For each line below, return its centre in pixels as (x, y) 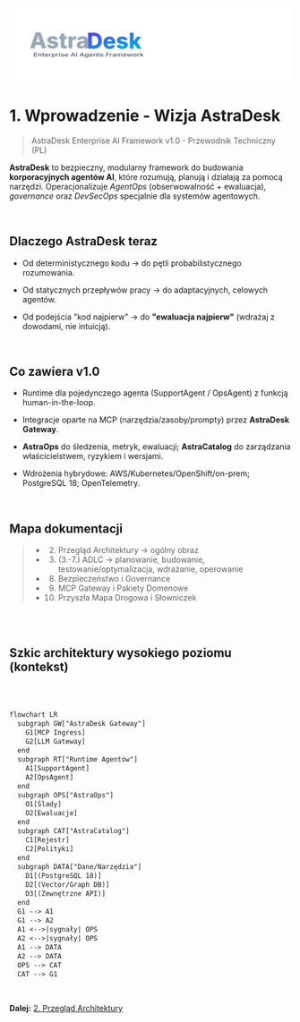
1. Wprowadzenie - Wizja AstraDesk (145, 116)
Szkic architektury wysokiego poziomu (120, 653)
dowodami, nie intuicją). (66, 326)
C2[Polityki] (50, 849)
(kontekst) (39, 666)
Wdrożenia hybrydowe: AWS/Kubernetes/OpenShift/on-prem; (136, 473)
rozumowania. (48, 272)
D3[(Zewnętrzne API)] (65, 894)
